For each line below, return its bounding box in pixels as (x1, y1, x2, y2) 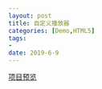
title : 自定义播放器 (8, 19, 70, 27)
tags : (8, 34, 27, 42)
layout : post (8, 11, 52, 20)
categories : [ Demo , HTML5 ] (8, 26, 95, 34)
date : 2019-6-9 (8, 49, 59, 57)
